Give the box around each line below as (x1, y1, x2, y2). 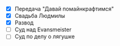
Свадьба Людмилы (14, 12, 66, 20)
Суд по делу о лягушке (14, 33, 75, 40)
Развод (14, 19, 34, 26)
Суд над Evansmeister (14, 26, 72, 33)
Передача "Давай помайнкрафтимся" (14, 6, 114, 12)
